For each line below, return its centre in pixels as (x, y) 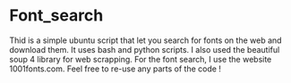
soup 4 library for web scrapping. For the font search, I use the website (141, 59)
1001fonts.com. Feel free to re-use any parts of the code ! (116, 69)
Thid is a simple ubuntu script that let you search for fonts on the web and (145, 40)
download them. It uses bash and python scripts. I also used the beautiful (145, 49)
